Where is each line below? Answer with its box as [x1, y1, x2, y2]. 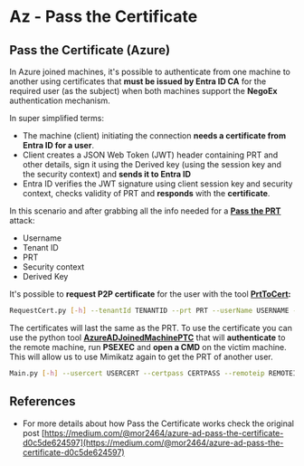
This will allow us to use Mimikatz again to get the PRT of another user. [9, 351, 273, 362]
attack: [9, 215, 35, 225]
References [9, 394, 76, 409]
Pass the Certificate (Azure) [9, 43, 170, 58]
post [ [22, 427, 45, 438]
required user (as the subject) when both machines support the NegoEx [9, 86, 278, 96]
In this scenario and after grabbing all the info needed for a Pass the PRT [9, 205, 281, 216]
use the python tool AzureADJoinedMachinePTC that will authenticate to [9, 332, 286, 343]
